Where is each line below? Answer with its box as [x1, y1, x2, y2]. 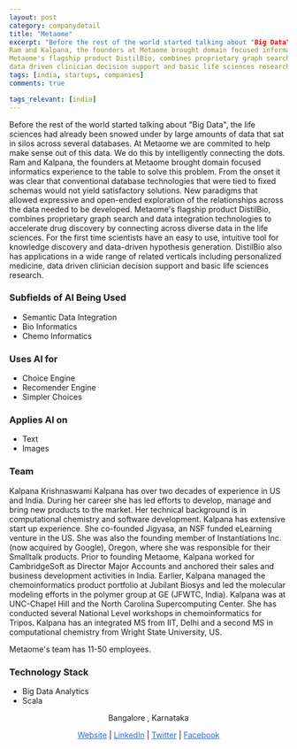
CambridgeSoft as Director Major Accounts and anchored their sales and [9, 560, 275, 571]
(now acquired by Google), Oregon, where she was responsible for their [9, 542, 271, 552]
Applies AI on [9, 413, 68, 426]
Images [21, 444, 49, 454]
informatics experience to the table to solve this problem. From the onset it [9, 166, 281, 177]
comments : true [9, 79, 65, 88]
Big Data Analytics [21, 685, 89, 696]
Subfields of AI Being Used [9, 291, 126, 304]
